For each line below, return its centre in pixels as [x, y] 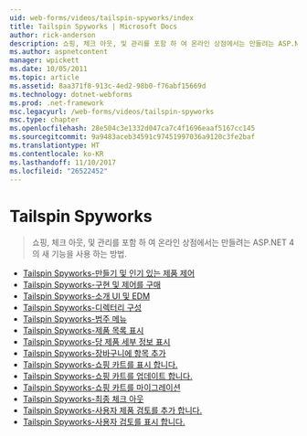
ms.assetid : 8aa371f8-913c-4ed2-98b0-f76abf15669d [108, 86]
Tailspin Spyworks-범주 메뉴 [75, 319]
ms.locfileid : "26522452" [58, 171]
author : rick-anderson [53, 35]
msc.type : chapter [44, 120]
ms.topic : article [44, 78]
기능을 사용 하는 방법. [90, 254]
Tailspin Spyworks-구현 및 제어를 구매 [92, 285]
